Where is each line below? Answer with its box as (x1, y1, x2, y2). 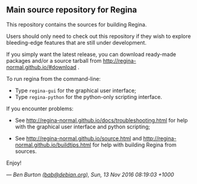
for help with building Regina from (92, 141, 177, 148)
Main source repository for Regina (6, 5, 137, 15)
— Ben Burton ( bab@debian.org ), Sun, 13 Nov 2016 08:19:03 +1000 (6, 171, 175, 178)
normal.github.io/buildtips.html (14, 141, 92, 148)
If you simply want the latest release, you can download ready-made (6, 51, 177, 58)
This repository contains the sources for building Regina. (6, 21, 147, 28)
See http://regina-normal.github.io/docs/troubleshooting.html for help (14, 116, 188, 124)
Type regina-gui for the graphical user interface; (14, 87, 137, 94)
